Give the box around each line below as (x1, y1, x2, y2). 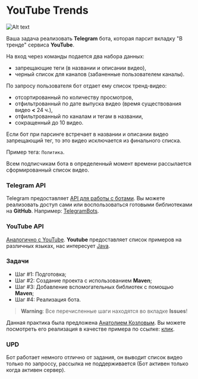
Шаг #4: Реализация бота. (14, 296, 81, 303)
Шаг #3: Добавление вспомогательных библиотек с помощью (14, 283, 174, 290)
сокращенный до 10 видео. (14, 119, 84, 126)
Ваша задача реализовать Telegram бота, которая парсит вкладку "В (6, 35, 183, 42)
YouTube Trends (6, 4, 89, 17)
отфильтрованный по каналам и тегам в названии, (14, 113, 144, 120)
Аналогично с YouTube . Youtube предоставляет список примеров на (6, 236, 182, 243)
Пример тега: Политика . (6, 148, 65, 156)
